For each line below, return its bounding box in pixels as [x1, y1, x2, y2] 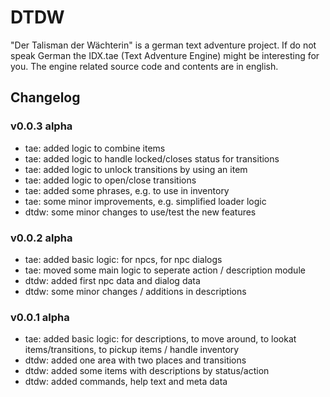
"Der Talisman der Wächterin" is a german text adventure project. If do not [10, 39, 317, 51]
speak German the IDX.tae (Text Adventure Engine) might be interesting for [10, 49, 320, 61]
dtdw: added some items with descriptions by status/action [24, 365, 270, 377]
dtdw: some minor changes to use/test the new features [24, 206, 257, 218]
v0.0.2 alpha [10, 231, 73, 245]
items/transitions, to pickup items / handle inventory [24, 344, 240, 356]
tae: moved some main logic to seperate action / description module [24, 264, 306, 276]
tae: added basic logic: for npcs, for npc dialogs [24, 253, 223, 265]
